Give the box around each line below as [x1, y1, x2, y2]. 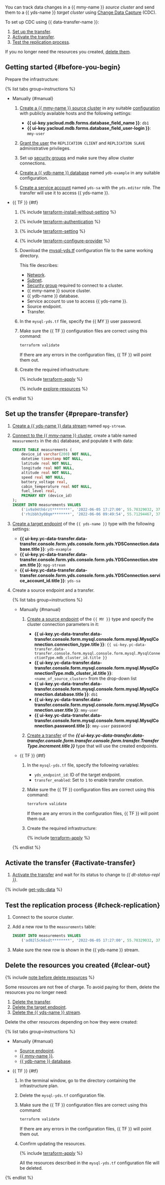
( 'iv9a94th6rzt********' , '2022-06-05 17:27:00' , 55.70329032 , [21, 507, 154, 512]
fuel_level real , [21, 489, 57, 494]
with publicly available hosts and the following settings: [19, 110, 132, 116]
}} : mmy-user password [85, 722, 132, 728]
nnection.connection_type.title [34, 641, 99, 647]
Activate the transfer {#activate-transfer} [5, 859, 136, 867]
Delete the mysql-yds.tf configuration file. [19, 1092, 105, 1098]
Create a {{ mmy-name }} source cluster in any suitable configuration [19, 105, 160, 111]
